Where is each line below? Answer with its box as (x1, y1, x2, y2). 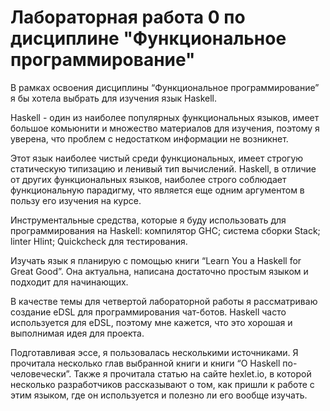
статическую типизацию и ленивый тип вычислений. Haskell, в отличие (10, 162, 317, 175)
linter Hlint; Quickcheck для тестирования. (10, 235, 188, 247)
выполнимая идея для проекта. (10, 327, 145, 339)
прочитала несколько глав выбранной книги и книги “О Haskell (10, 357, 281, 369)
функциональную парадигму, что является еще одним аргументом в (10, 184, 305, 196)
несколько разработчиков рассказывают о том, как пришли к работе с (10, 378, 315, 390)
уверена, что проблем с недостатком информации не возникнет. (10, 132, 289, 145)
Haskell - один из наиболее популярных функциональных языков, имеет (10, 111, 320, 123)
